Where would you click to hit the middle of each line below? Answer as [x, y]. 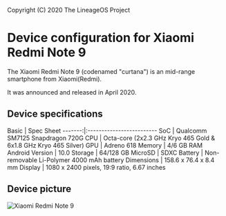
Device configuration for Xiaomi [101, 38]
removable [22, 160]
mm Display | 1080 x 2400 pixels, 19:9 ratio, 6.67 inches [86, 167]
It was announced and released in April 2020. [72, 92]
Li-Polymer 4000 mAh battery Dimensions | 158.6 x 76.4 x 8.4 [127, 160]
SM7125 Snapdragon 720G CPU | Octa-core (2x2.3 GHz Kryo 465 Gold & [111, 138]
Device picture [39, 189]
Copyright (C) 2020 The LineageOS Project [69, 10]
